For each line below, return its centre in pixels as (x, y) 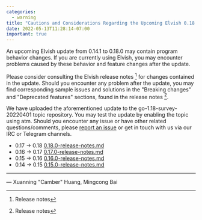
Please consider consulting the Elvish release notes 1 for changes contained (100, 76)
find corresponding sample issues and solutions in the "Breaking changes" (99, 89)
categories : (21, 12)
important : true (26, 34)
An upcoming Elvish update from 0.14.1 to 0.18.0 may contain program (92, 51)
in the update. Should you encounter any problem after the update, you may (100, 83)
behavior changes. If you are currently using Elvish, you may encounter (95, 58)
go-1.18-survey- (158, 108)
